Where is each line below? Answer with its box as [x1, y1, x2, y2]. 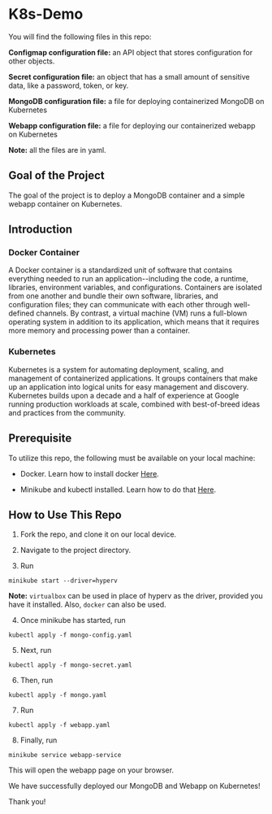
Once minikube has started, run [19, 616, 126, 625]
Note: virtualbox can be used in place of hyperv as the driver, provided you [8, 591, 264, 601]
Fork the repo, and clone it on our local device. [19, 529, 177, 539]
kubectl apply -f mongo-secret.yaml [8, 661, 132, 669]
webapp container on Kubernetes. [8, 198, 123, 208]
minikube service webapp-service [8, 751, 122, 760]
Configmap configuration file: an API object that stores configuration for [8, 47, 253, 57]
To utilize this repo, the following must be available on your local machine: [8, 453, 256, 463]
